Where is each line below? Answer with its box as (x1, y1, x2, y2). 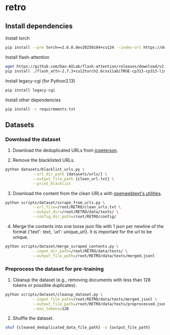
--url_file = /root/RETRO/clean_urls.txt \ (32, 205, 121, 210)
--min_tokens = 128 (32, 306, 69, 311)
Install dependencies (5, 22, 73, 30)
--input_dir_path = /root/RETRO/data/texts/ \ (32, 248, 128, 253)
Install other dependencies (5, 97, 61, 103)
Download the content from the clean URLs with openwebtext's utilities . (12, 190, 162, 196)
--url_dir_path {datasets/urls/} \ (32, 171, 108, 176)
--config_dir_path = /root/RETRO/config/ (32, 214, 116, 219)
